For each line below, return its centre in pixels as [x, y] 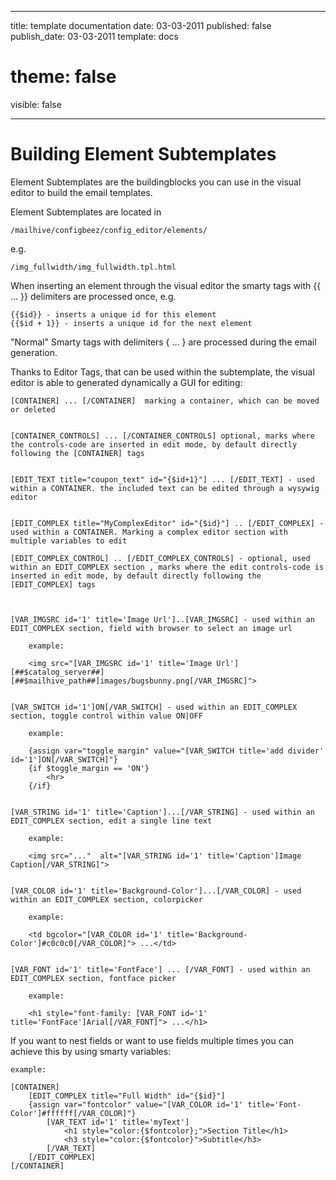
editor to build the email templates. [81, 192]
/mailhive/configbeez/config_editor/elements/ [109, 230]
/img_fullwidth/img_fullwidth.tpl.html [93, 267]
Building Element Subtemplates [143, 154]
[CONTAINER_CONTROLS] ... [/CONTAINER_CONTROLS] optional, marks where [162, 436]
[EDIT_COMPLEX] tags [53, 584]
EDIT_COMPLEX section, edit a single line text [111, 821]
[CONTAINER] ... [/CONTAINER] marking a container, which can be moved [165, 401]
